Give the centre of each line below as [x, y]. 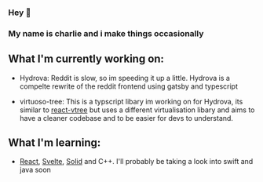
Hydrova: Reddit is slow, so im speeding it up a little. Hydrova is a [124, 78]
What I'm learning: [55, 143]
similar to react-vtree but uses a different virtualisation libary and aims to [137, 110]
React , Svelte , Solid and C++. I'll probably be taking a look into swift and [136, 162]
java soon [35, 170]
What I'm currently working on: [86, 59]
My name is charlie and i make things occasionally [106, 33]
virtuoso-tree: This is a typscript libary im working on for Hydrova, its [131, 101]
